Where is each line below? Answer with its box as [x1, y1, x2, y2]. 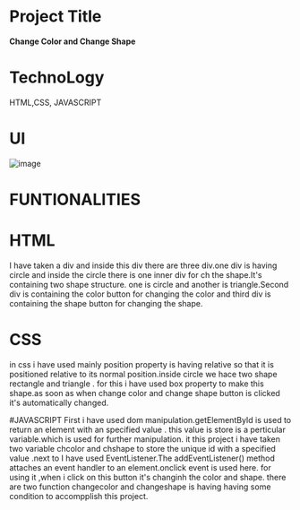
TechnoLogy [9, 67, 105, 88]
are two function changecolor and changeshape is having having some [9, 481, 271, 492]
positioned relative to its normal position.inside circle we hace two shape [9, 368, 278, 379]
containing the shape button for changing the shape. [9, 298, 203, 308]
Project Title [9, 6, 102, 27]
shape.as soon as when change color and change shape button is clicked [9, 387, 280, 398]
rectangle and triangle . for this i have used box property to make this [9, 378, 264, 389]
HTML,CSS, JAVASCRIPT [9, 97, 102, 108]
